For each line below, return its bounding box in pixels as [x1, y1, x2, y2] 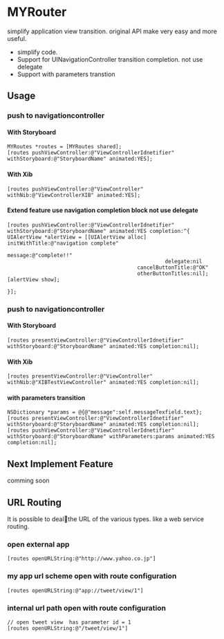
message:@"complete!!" [7, 252, 73, 259]
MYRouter [7, 4, 67, 20]
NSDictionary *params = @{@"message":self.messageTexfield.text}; [7, 409, 203, 416]
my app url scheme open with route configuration [7, 571, 177, 581]
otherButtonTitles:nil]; [137, 270, 209, 277]
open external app [7, 539, 70, 549]
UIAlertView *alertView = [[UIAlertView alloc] [7, 234, 147, 240]
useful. [7, 34, 27, 42]
